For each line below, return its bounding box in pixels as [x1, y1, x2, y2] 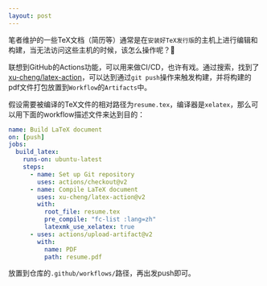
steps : [23, 163, 45, 171]
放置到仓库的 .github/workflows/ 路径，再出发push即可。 [8, 268, 195, 278]
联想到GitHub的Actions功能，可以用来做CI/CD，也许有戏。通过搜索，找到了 [8, 62, 260, 72]
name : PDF [43, 245, 78, 254]
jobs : [8, 140, 27, 149]
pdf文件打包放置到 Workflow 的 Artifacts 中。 [8, 82, 152, 92]
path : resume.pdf [43, 253, 103, 261]
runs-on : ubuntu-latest [23, 155, 103, 164]
